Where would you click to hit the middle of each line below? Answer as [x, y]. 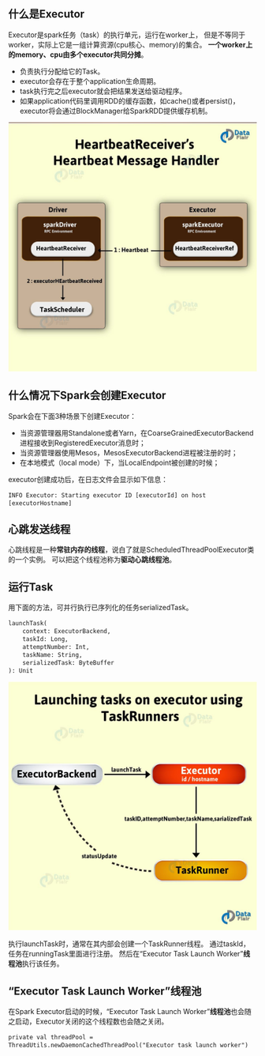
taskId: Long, [45, 639]
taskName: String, [52, 655]
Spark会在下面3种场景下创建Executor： [72, 416]
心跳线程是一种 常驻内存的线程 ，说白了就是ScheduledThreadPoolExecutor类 [131, 550]
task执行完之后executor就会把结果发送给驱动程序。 [103, 91]
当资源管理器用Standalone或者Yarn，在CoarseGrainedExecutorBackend [136, 432]
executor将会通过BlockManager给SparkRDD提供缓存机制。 [116, 111]
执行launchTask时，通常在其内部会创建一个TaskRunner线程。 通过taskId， [129, 944]
